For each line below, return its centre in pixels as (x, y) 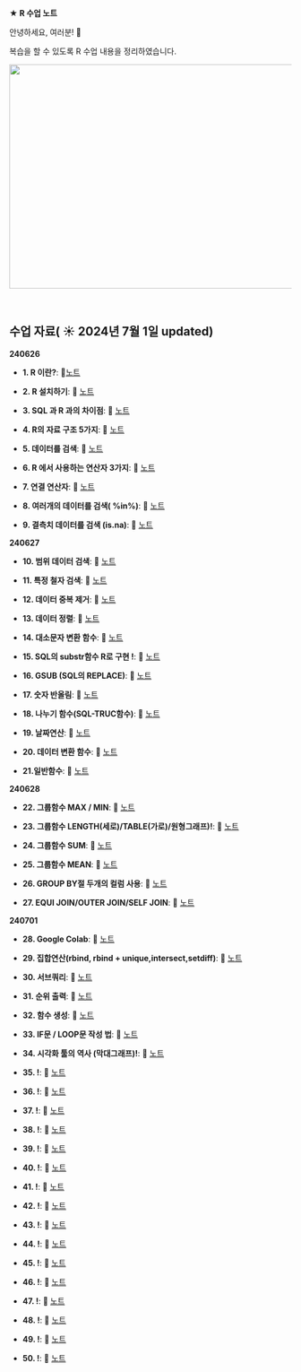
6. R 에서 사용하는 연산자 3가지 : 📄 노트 (89, 467)
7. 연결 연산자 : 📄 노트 (59, 486)
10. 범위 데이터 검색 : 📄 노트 (69, 561)
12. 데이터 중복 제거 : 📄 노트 (69, 599)
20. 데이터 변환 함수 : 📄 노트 (70, 751)
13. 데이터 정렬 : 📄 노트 (61, 618)
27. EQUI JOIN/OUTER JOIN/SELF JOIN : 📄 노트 (108, 902)
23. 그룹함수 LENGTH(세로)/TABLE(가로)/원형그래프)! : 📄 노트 (130, 826)
